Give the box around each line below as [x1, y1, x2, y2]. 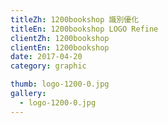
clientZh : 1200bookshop [10, 33, 110, 43]
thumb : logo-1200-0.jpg [10, 79, 110, 90]
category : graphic [10, 61, 87, 71]
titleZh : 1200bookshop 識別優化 [10, 14, 140, 25]
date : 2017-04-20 [10, 52, 83, 62]
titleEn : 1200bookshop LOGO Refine [10, 24, 159, 34]
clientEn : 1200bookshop [10, 42, 110, 53]
